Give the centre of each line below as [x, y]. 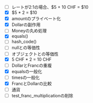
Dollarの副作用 [26, 25]
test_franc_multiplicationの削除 [42, 95]
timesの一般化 [25, 77]
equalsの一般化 [27, 71]
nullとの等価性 [26, 48]
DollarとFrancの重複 [31, 65]
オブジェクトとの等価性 [35, 54]
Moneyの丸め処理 [29, 31]
